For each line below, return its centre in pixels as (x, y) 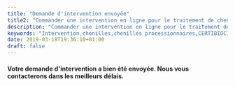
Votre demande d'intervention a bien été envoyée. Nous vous (98, 69)
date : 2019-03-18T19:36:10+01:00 (56, 40)
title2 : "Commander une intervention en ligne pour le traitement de (111, 20)
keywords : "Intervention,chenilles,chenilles (74, 33)
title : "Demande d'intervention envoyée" (69, 14)
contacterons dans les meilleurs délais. (66, 76)
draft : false (26, 46)
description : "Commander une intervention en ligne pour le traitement (114, 27)
